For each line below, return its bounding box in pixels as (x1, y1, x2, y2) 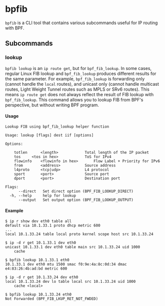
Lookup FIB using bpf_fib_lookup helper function (5, 124, 110, 129)
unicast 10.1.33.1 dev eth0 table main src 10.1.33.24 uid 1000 (5, 245, 140, 250)
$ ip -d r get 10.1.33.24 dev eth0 (5, 275, 79, 280)
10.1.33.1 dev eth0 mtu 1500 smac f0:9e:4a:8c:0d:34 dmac (5, 262, 127, 267)
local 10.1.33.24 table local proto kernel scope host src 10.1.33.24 (5, 232, 154, 237)
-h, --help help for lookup (9, 193, 77, 198)
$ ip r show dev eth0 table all (5, 219, 72, 224)
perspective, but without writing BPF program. (5, 102, 99, 108)
